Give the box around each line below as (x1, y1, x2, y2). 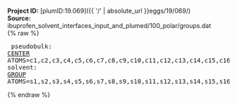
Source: (7, 14, 32, 22)
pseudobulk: (11, 43, 53, 50)
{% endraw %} (7, 91, 51, 99)
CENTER (7, 50, 30, 57)
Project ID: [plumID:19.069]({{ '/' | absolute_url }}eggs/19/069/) (7, 7, 191, 15)
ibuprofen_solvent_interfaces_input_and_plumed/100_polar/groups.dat (7, 22, 212, 29)
